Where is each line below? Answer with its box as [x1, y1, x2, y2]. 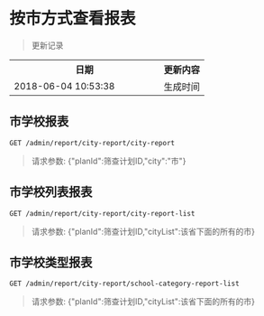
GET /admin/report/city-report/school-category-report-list [9, 279, 241, 289]
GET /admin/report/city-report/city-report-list [9, 209, 196, 218]
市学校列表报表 [9, 184, 93, 200]
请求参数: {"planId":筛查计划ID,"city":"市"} [31, 155, 187, 166]
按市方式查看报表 [9, 8, 137, 29]
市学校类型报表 [9, 255, 93, 270]
